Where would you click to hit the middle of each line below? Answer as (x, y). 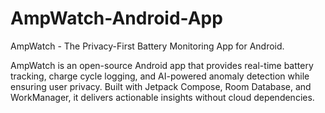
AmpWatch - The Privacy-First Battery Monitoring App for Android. (147, 46)
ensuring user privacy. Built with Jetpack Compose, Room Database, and (161, 86)
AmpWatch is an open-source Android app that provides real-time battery (162, 65)
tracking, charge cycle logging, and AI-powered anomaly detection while (160, 76)
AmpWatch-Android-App (116, 18)
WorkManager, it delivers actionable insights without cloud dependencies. (162, 97)
